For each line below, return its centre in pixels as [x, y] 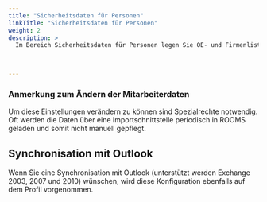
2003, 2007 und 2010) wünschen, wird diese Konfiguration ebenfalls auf [127, 181]
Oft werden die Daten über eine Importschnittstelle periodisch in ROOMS [127, 120]
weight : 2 [25, 30]
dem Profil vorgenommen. [51, 190]
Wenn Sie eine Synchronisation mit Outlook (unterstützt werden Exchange [129, 173]
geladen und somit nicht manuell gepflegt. [77, 129]
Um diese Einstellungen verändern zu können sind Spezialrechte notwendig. [133, 111]
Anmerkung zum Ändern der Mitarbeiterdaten [99, 94]
